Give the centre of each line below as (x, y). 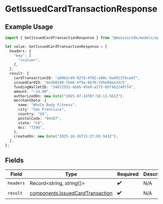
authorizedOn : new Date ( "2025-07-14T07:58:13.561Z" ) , (69, 96)
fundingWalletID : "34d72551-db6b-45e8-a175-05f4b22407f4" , (75, 87)
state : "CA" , (31, 123)
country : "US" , (33, 114)
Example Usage (29, 27)
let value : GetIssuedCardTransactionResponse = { (56, 46)
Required (128, 174)
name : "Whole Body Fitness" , (47, 105)
